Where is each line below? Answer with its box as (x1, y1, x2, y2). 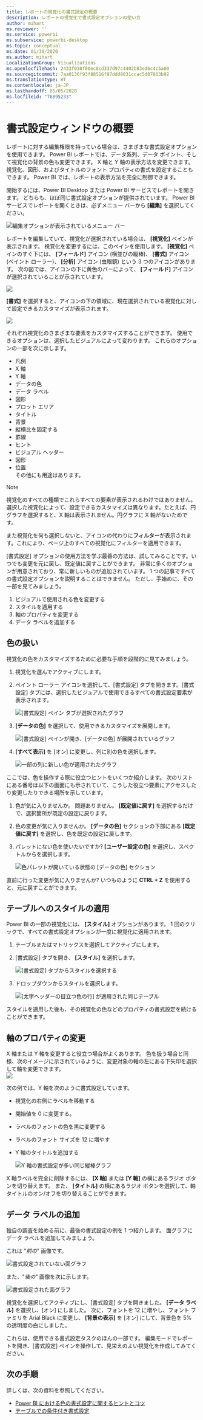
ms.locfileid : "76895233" (6, 94, 72, 100)
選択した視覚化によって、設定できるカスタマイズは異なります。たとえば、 (6, 503, 191, 511)
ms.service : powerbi (6, 32, 59, 38)
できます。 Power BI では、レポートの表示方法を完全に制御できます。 (6, 173, 179, 181)
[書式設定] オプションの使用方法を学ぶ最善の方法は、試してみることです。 (6, 552, 191, 559)
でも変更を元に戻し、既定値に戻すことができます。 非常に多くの (11, 560, 172, 567)
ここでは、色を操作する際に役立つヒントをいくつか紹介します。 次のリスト (6, 773, 193, 781)
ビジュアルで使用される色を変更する (15, 595, 105, 602)
